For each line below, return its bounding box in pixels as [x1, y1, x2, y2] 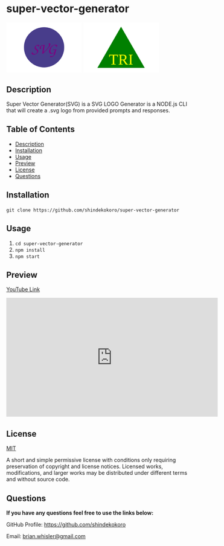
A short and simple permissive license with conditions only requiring [6, 457, 176, 464]
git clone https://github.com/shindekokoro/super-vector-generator [6, 207, 180, 213]
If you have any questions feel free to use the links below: [6, 509, 154, 516]
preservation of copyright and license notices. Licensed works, [6, 463, 163, 470]
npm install [14, 247, 45, 253]
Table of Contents [6, 124, 75, 135]
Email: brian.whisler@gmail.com [6, 532, 86, 539]
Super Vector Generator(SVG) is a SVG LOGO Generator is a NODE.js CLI [6, 100, 187, 108]
